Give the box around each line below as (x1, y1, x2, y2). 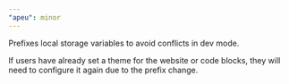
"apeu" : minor (8, 13, 62, 22)
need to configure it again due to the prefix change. (8, 64, 199, 75)
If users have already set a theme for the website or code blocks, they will (8, 55, 281, 65)
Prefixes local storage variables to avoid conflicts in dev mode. (8, 38, 240, 48)
